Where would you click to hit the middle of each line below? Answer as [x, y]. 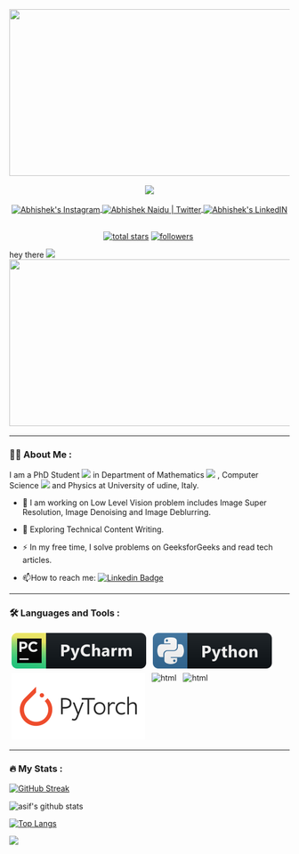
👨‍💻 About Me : [41, 455]
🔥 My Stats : [36, 769]
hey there [27, 254]
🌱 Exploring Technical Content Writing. [93, 529]
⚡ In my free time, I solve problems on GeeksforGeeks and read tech [147, 547]
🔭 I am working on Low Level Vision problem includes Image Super [144, 503]
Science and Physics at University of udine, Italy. [104, 485]
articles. [37, 560]
